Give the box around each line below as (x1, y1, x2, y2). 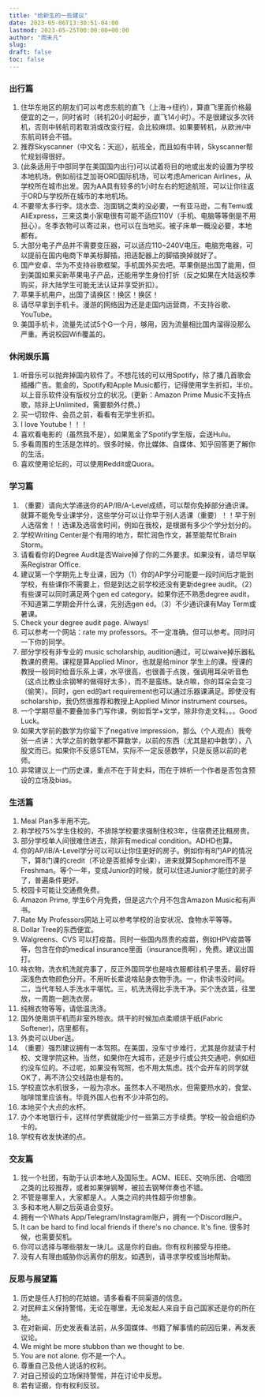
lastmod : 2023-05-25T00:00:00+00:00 (9, 26, 129, 34)
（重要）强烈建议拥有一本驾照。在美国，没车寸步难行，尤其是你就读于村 (20, 1043, 256, 1053)
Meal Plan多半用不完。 (20, 816, 95, 826)
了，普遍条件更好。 (20, 875, 84, 885)
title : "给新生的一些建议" (9, 11, 88, 20)
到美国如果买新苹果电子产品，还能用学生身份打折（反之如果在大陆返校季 (20, 270, 256, 280)
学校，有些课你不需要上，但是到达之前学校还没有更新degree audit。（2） (20, 579, 256, 589)
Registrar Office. (27, 560, 81, 569)
